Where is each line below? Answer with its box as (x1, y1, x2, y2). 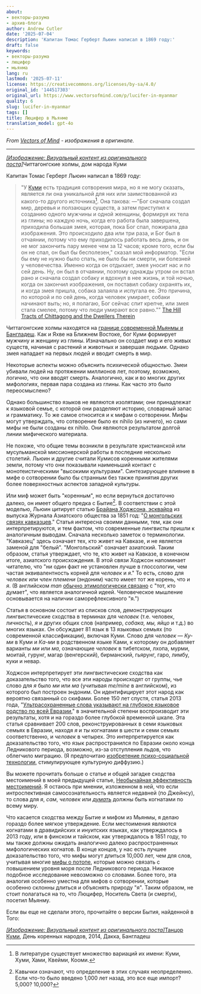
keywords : (6, 48, 31, 54)
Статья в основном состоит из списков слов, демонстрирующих (6, 607, 172, 614)
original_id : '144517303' (6, 87, 71, 93)
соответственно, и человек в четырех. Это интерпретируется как (6, 733, 175, 741)
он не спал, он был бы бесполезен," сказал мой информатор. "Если (20, 249, 194, 256)
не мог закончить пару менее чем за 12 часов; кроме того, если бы (20, 242, 194, 249)
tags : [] (6, 109, 28, 115)
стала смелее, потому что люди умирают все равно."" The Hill (20, 306, 181, 313)
